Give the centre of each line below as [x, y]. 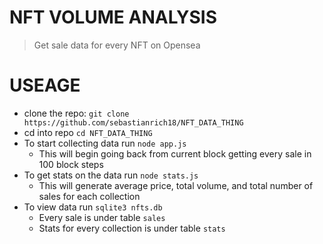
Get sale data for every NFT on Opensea [117, 45]
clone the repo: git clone [76, 113]
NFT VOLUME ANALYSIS [113, 17]
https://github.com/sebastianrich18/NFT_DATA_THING [133, 122]
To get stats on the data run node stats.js [111, 175]
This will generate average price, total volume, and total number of [176, 185]
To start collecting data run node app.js [105, 143]
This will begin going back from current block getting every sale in [175, 153]
